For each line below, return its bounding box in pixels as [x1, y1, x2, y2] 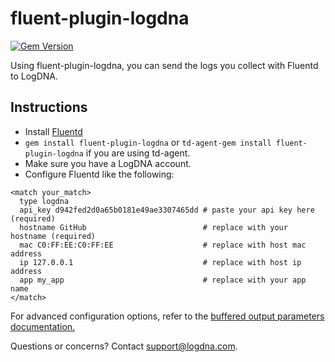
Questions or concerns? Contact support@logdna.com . [10, 340, 238, 352]
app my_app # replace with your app [19, 275, 307, 285]
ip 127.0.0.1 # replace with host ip [19, 257, 302, 267]
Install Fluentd [24, 125, 83, 137]
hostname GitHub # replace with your [19, 222, 288, 232]
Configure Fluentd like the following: [24, 168, 175, 180]
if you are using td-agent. [85, 147, 191, 159]
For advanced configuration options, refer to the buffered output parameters [10, 310, 325, 322]
